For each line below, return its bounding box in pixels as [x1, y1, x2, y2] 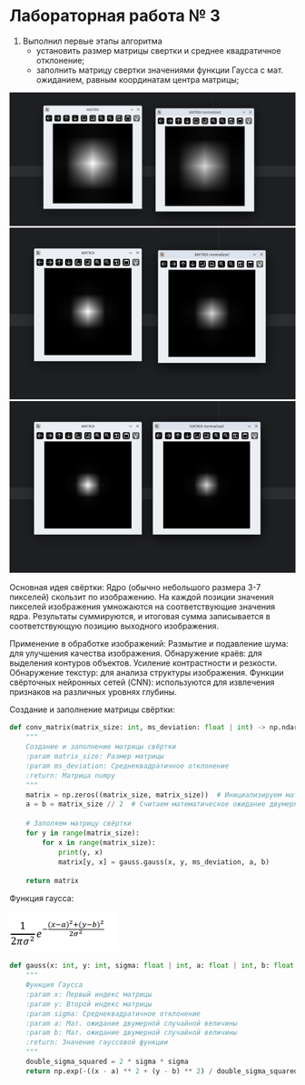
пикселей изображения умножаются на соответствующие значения [9, 601, 276, 612]
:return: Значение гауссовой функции [25, 1038, 169, 1047]
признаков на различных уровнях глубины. [9, 687, 177, 698]
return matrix [25, 877, 79, 886]
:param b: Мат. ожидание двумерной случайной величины [25, 1029, 238, 1038]
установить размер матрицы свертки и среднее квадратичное [35, 45, 281, 55]
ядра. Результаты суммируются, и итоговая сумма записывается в [9, 611, 271, 622]
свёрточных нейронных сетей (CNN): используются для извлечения [9, 677, 275, 688]
